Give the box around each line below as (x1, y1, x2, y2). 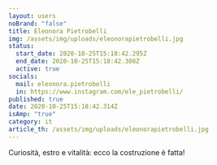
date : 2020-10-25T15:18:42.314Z (8, 102, 118, 111)
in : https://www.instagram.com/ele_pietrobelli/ (15, 87, 184, 96)
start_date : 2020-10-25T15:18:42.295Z (15, 50, 148, 58)
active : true (15, 65, 60, 73)
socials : (8, 72, 38, 80)
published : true (8, 95, 63, 103)
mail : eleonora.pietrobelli (15, 80, 111, 88)
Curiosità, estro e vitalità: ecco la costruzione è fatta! (8, 147, 185, 157)
